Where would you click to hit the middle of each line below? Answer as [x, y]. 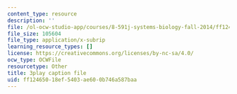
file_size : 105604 [34, 34]
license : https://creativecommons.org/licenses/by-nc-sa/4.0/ [101, 54]
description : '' [31, 20]
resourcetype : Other [38, 66]
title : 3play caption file [47, 73]
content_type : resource [42, 14]
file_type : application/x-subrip [56, 40]
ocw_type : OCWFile [34, 60]
